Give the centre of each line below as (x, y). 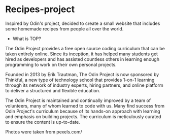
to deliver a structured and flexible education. (53, 90)
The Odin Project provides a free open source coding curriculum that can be (85, 48)
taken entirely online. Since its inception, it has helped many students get (82, 54)
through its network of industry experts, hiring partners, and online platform (84, 85)
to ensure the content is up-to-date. (43, 122)
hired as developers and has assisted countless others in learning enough (82, 59)
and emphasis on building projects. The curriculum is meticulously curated (83, 116)
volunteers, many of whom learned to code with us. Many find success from (85, 106)
